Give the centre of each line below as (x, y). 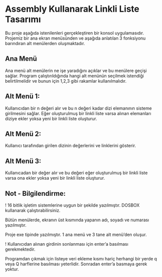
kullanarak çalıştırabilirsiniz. (33, 210)
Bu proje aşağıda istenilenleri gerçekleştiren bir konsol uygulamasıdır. (75, 33)
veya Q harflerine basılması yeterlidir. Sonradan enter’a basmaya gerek (76, 264)
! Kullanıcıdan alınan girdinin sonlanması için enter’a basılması (67, 244)
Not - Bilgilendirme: (35, 194)
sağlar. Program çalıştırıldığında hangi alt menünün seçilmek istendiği (74, 76)
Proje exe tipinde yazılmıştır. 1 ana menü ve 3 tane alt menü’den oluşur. (76, 234)
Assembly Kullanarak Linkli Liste (72, 9)
